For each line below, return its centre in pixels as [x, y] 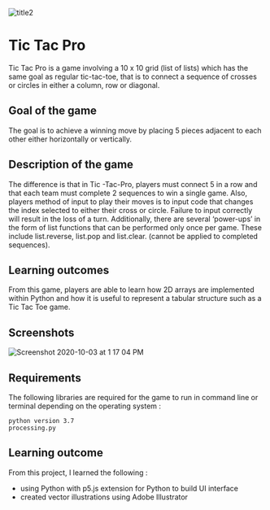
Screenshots [41, 332]
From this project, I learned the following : [78, 473]
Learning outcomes [59, 270]
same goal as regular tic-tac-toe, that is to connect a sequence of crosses [133, 76]
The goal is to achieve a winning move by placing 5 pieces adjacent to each [135, 130]
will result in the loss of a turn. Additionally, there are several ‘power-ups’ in [135, 219]
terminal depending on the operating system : [85, 406]
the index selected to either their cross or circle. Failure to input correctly [131, 210]
